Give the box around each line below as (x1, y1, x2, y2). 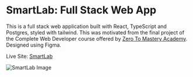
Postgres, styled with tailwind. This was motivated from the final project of (6, 29, 185, 36)
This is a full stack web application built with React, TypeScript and (6, 23, 167, 30)
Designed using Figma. (6, 41, 61, 48)
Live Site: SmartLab (6, 52, 53, 60)
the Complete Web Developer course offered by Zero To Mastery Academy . (6, 35, 188, 42)
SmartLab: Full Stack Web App (6, 3, 157, 17)
